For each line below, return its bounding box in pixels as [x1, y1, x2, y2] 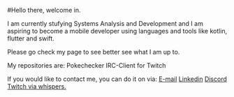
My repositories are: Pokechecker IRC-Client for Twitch [7, 61, 166, 69]
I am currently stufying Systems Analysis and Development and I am [7, 20, 204, 27]
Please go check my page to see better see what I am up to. [7, 48, 180, 56]
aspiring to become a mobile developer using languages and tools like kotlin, [7, 27, 228, 35]
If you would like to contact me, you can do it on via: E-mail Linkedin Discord [7, 75, 227, 83]
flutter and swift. [7, 34, 54, 43]
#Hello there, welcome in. [7, 6, 81, 14]
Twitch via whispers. [7, 82, 66, 90]
